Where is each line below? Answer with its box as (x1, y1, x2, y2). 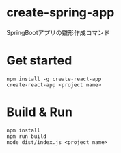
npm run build (6, 132, 47, 140)
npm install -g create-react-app (6, 75, 102, 82)
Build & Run (6, 104, 73, 120)
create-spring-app (6, 5, 115, 21)
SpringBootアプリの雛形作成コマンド (6, 28, 110, 36)
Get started (6, 53, 72, 69)
